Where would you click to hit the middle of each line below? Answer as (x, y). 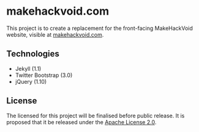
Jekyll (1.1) (28, 68)
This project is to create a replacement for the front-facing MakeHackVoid (99, 28)
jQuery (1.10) (31, 81)
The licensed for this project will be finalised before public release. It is (96, 116)
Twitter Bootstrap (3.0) (44, 75)
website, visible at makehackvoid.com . (55, 34)
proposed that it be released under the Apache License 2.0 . (81, 122)
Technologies (33, 54)
